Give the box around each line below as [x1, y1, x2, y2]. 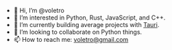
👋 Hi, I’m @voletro [13, 7, 65, 14]
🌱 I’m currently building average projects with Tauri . [13, 21, 160, 28]
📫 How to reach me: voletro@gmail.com [13, 36, 129, 43]
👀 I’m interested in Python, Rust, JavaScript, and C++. [13, 14, 166, 22]
